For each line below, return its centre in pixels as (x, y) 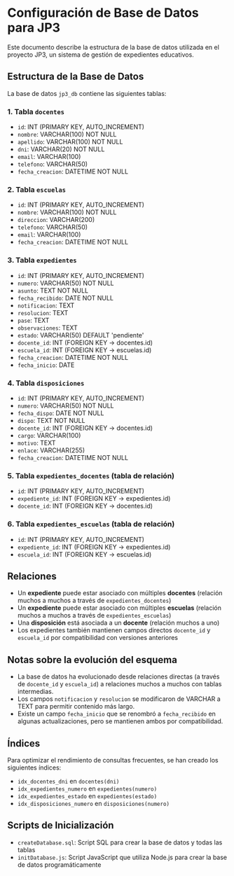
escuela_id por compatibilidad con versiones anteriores (98, 638)
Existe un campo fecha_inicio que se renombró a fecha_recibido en (116, 714)
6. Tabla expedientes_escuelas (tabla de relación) (91, 524)
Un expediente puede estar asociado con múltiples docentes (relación (120, 593)
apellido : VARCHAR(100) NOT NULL (70, 142)
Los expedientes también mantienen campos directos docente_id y (114, 630)
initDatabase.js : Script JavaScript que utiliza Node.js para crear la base (122, 857)
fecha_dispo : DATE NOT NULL (61, 413)
